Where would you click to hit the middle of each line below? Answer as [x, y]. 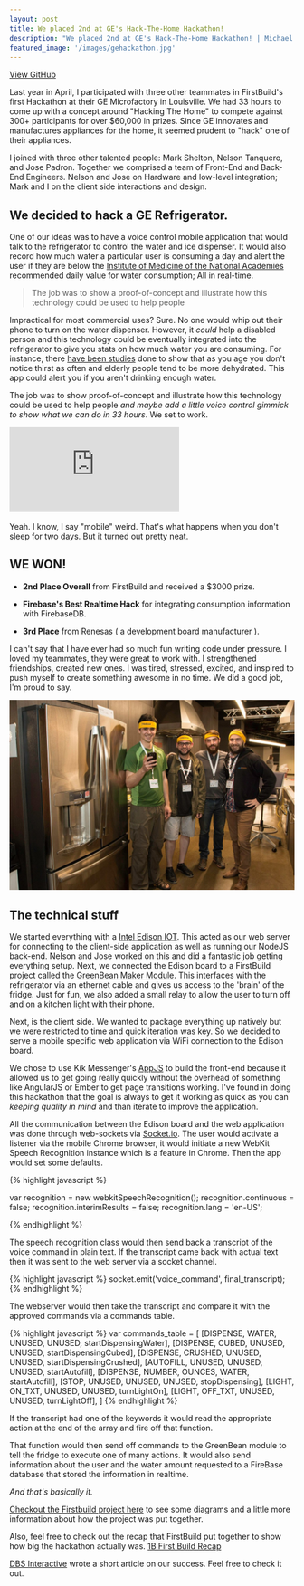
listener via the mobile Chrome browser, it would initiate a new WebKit [139, 1143]
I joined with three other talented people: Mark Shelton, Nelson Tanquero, [146, 158]
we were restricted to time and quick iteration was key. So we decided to [145, 1031]
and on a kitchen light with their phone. [82, 1004]
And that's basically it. [51, 1492]
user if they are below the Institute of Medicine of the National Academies [147, 266]
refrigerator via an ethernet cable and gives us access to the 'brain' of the [147, 985]
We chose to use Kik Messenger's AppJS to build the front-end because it [148, 1068]
